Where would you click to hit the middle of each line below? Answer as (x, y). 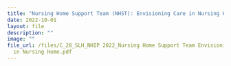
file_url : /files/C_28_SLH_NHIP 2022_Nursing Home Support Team (101, 45)
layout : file (26, 26)
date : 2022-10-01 (32, 20)
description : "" (30, 33)
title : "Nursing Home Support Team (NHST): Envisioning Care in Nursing (113, 13)
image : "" (21, 39)
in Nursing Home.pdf (43, 52)
